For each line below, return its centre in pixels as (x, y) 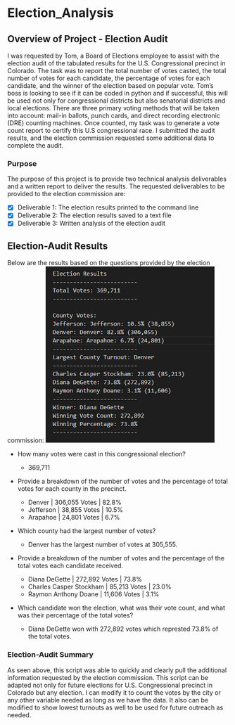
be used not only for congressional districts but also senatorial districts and (116, 101)
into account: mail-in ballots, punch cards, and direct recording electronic (114, 115)
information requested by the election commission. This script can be (108, 677)
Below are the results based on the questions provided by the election (109, 263)
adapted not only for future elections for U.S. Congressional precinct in (110, 685)
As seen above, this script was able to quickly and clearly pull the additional (117, 670)
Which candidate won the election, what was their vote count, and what (121, 608)
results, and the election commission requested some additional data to (111, 138)
